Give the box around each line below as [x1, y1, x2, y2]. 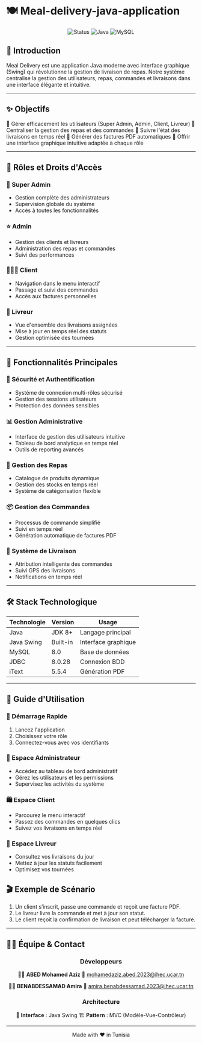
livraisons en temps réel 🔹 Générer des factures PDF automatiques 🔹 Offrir [6, 133, 191, 140]
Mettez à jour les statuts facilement [14, 859, 102, 867]
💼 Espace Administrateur [6, 754, 81, 762]
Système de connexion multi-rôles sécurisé [14, 389, 123, 396]
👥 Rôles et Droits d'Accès [6, 162, 102, 172]
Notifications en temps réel [14, 573, 82, 581]
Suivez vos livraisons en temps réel [14, 824, 103, 832]
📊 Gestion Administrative [6, 417, 83, 425]
